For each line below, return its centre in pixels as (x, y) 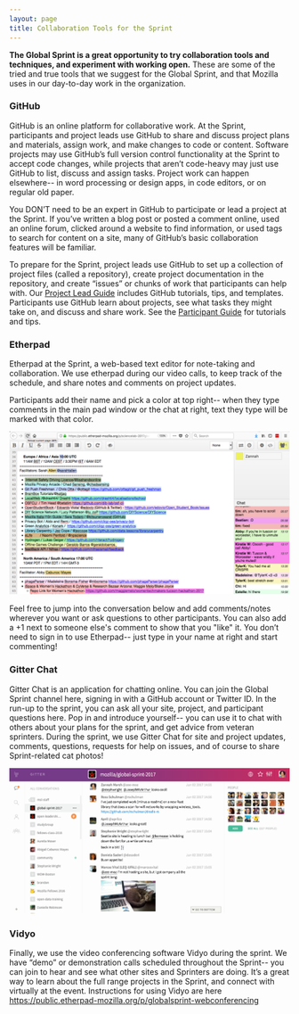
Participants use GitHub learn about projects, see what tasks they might (141, 302)
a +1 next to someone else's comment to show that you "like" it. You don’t (144, 628)
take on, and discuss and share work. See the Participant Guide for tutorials (148, 311)
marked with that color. (52, 419)
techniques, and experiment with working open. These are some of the (142, 64)
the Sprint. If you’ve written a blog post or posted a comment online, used (145, 218)
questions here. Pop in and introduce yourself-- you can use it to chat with (145, 717)
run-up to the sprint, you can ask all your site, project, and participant (137, 708)
